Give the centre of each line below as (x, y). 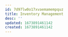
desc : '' (14, 18)
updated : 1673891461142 (29, 23)
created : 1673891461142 (29, 27)
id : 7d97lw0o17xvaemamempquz (34, 9)
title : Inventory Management (34, 14)
